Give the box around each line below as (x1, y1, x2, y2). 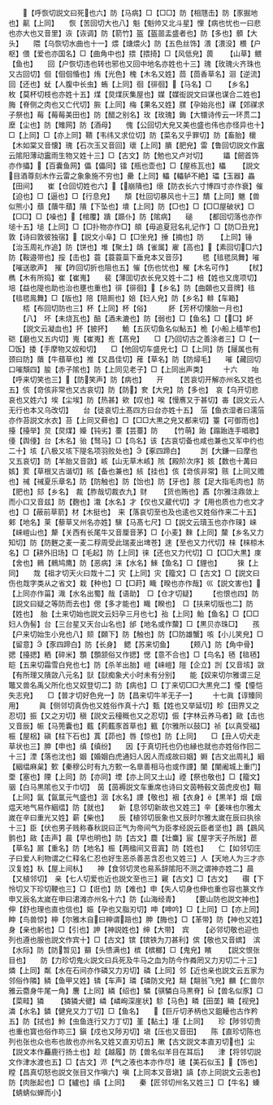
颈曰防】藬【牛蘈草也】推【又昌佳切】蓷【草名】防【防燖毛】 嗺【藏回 (8, 354, 254, 363)
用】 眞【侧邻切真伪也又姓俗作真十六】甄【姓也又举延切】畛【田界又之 (8, 701, 260, 710)
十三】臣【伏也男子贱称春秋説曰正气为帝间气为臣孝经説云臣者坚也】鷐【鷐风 (8, 823, 265, 832)
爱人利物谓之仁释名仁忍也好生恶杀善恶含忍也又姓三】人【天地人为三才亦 (22, 853, 265, 863)
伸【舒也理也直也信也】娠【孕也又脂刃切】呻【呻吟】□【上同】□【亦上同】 (8, 905, 264, 913)
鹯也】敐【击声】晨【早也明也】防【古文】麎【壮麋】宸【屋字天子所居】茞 (8, 833, 258, 843)
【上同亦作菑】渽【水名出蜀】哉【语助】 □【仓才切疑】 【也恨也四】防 (8, 588, 259, 598)
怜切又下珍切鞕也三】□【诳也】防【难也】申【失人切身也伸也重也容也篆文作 (8, 884, 264, 893)
